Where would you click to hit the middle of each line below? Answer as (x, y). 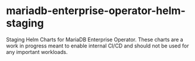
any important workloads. (37, 52)
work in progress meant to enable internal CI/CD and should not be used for (97, 46)
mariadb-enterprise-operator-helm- (96, 11)
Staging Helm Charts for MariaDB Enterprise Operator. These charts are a (95, 39)
